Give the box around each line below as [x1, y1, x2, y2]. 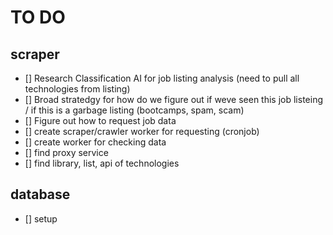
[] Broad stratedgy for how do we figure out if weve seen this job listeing [24, 94, 323, 105]
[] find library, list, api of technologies [24, 157, 180, 169]
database [10, 186, 71, 203]
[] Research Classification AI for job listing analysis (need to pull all [24, 72, 300, 84]
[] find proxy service [24, 147, 109, 158]
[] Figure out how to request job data [24, 115, 177, 126]
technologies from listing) [24, 83, 131, 95]
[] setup [24, 212, 58, 225]
